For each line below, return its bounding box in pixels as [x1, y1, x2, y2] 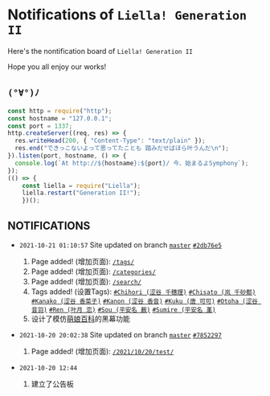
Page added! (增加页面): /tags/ [31, 256, 134, 266]
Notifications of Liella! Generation [7, 6, 247, 24]
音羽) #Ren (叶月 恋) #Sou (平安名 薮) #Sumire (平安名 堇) [31, 305, 216, 314]
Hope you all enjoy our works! [7, 62, 107, 71]
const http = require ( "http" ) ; [7, 107, 112, 115]
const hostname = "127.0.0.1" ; [7, 114, 112, 122]
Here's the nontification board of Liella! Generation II [7, 46, 194, 55]
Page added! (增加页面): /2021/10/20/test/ [31, 346, 174, 356]
